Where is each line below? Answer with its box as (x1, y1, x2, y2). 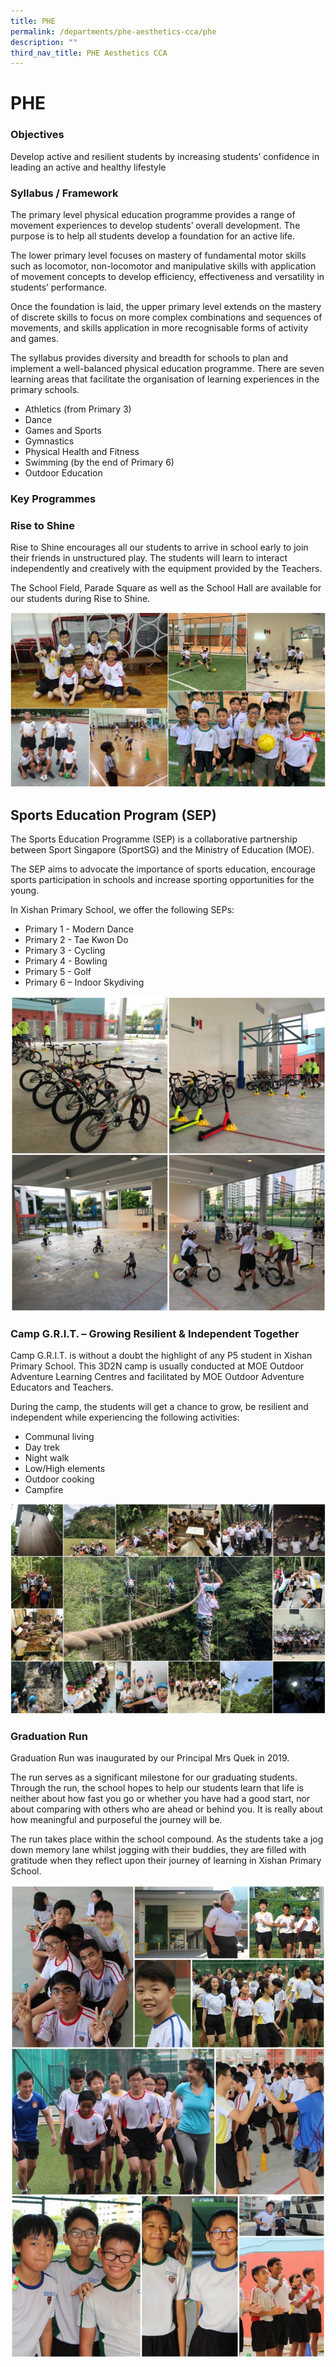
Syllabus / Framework (10, 186, 119, 200)
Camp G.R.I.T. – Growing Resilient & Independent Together (10, 1327, 300, 1341)
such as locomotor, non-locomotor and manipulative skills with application (10, 260, 317, 272)
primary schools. (10, 384, 80, 396)
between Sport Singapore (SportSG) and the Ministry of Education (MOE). (10, 844, 315, 856)
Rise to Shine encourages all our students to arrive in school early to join (10, 541, 309, 554)
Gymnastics (24, 435, 75, 447)
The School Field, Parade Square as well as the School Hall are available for (10, 582, 322, 594)
